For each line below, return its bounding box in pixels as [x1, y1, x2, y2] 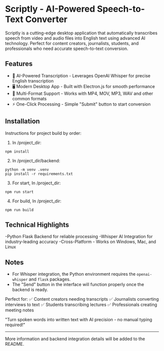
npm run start [5, 189, 34, 194]
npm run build [5, 207, 34, 212]
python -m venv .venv [5, 167, 49, 172]
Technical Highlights [5, 220, 69, 229]
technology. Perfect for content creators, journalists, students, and [5, 40, 139, 46]
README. [5, 341, 24, 347]
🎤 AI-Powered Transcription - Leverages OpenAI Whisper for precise [12, 72, 150, 79]
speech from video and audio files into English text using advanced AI [5, 35, 145, 41]
